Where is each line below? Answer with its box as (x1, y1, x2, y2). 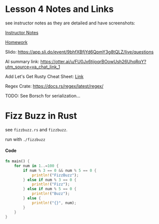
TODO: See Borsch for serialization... (5, 93, 80, 99)
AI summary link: (5, 58, 40, 64)
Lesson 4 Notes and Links (5, 3, 114, 15)
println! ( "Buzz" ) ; (31, 191, 70, 196)
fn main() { (5, 159, 30, 164)
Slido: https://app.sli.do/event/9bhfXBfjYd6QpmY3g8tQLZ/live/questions (5, 49, 154, 55)
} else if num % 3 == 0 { (23, 177, 77, 182)
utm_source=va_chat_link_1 (5, 64, 61, 70)
